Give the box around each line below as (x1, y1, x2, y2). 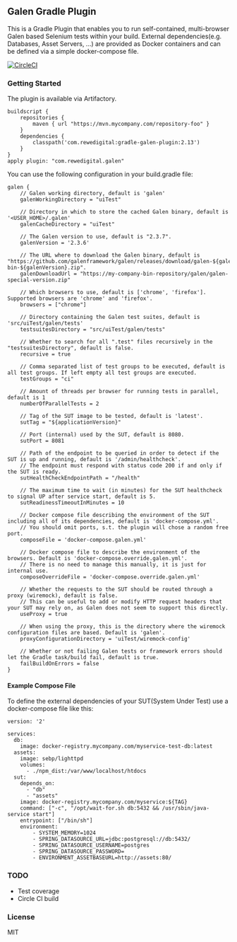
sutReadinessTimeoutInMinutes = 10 (20, 499, 125, 506)
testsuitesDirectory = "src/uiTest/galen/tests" (20, 326, 166, 333)
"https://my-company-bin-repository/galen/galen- (80, 270, 229, 278)
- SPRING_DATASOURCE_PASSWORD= (32, 848, 125, 855)
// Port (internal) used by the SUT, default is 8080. (20, 431, 185, 438)
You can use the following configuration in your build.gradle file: (7, 170, 193, 179)
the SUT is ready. (7, 468, 61, 476)
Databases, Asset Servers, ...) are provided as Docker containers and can (7, 39, 221, 48)
